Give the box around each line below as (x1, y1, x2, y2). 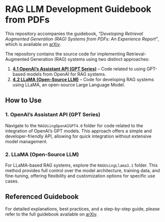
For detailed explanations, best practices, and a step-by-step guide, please (5, 206, 160, 212)
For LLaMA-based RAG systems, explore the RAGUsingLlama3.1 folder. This (5, 162, 158, 168)
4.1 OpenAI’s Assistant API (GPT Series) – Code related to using (12, 66, 146, 72)
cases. (5, 178, 19, 184)
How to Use (5, 96, 42, 105)
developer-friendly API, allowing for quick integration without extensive (5, 133, 151, 139)
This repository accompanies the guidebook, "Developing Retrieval (5, 30, 143, 36)
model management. (5, 138, 48, 144)
